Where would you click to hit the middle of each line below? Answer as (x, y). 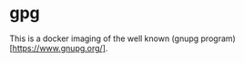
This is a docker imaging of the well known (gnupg (104, 38)
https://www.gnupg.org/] (59, 47)
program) (219, 38)
